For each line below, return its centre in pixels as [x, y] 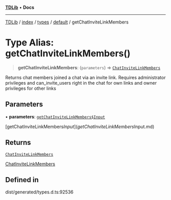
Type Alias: [30, 43]
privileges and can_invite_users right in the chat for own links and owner [81, 83]
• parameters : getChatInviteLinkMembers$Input [55, 116]
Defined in [22, 180]
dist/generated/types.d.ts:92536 [39, 192]
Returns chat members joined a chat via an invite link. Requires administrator [85, 77]
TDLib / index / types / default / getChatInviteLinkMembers [67, 22]
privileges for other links [31, 88]
